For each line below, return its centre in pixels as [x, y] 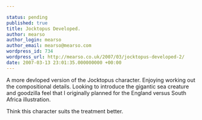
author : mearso [26, 34]
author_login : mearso [34, 40]
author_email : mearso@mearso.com [49, 46]
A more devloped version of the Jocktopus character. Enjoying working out [101, 80]
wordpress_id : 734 [30, 51]
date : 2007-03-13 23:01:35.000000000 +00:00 [64, 62]
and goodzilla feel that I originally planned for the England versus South [96, 93]
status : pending [27, 17]
